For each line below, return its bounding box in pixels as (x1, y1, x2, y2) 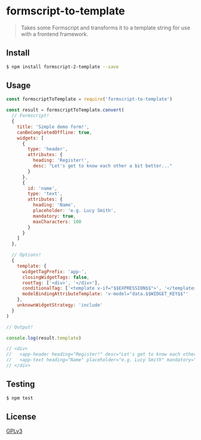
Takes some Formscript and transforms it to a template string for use (20, 24, 190, 31)
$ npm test (6, 395, 33, 401)
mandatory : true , (32, 213, 77, 219)
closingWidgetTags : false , (22, 274, 90, 280)
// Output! (6, 324, 33, 330)
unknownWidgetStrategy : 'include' (17, 302, 103, 309)
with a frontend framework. (20, 30, 89, 37)
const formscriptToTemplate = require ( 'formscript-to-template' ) (6, 96, 172, 103)
